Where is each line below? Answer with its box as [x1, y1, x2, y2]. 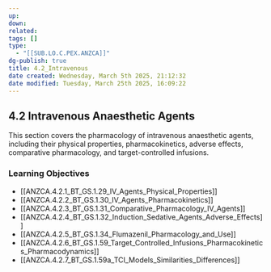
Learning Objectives [8, 168, 91, 179]
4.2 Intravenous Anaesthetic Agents [8, 109, 196, 123]
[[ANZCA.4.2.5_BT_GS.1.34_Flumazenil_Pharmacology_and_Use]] [19, 229, 236, 239]
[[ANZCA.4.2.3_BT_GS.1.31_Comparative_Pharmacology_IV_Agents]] [19, 203, 246, 213]
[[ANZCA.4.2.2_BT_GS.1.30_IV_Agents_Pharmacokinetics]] [19, 195, 214, 204]
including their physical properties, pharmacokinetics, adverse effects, [8, 139, 244, 149]
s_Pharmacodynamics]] [19, 246, 100, 256]
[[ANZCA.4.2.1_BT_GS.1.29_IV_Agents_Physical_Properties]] [19, 186, 218, 196]
